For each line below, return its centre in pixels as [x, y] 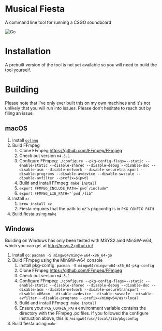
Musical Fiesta [35, 9]
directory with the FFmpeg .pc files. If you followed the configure [84, 313]
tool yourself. [18, 70]
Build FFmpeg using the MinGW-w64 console [57, 260]
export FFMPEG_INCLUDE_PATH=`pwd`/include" [64, 188]
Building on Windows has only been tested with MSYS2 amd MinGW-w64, [79, 240]
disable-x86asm [34, 294]
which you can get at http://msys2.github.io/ [49, 246]
